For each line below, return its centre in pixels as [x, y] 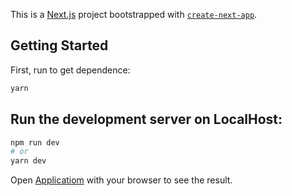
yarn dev [28, 161]
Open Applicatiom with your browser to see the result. [121, 180]
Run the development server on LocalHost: [146, 119]
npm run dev [35, 142]
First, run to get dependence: [70, 70]
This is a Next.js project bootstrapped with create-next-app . [134, 14]
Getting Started [59, 45]
